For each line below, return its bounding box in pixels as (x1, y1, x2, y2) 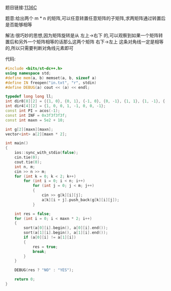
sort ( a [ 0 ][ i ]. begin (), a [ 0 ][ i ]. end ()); (23, 225, 108, 231)
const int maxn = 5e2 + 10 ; (5, 117, 65, 123)
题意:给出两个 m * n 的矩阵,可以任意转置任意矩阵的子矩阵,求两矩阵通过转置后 (5, 15, 166, 21)
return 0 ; (14, 277, 36, 282)
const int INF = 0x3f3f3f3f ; (5, 113, 67, 118)
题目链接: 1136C (5, 5, 37, 10)
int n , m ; (14, 164, 36, 169)
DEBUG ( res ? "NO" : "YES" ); (14, 268, 74, 273)
